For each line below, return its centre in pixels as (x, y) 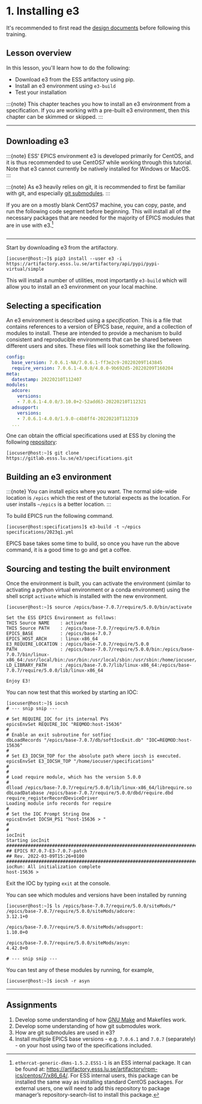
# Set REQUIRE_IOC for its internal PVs (58, 719)
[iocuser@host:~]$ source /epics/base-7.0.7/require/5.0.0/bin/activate (99, 607)
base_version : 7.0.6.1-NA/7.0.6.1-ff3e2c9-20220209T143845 (87, 362)
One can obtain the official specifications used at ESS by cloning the (91, 436)
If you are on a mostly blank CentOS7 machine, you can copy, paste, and (96, 205)
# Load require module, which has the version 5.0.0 (74, 777)
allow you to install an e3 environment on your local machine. (82, 287)
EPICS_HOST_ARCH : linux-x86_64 (52, 639)
